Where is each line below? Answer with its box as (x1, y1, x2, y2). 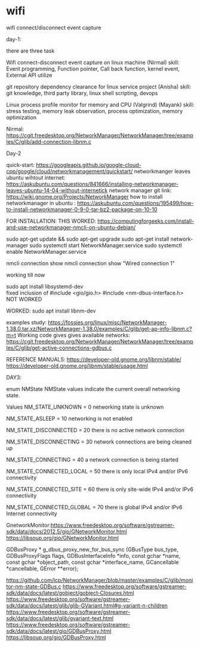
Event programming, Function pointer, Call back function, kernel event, (6, 65, 180, 72)
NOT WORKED (6, 295, 42, 303)
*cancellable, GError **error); (6, 564, 79, 572)
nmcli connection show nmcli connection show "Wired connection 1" (6, 259, 175, 267)
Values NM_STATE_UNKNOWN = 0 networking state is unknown (6, 403, 164, 411)
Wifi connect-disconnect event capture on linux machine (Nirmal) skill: (6, 59, 180, 66)
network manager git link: (109, 187, 172, 194)
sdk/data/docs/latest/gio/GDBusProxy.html (6, 627, 112, 634)
